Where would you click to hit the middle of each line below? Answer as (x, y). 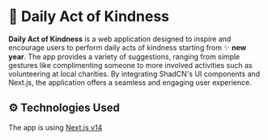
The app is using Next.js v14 (55, 127)
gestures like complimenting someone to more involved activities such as (130, 65)
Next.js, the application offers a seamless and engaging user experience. (130, 82)
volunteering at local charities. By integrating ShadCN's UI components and (134, 74)
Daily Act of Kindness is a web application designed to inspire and (120, 39)
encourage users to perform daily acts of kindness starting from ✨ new (128, 47)
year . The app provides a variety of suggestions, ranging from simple (124, 57)
